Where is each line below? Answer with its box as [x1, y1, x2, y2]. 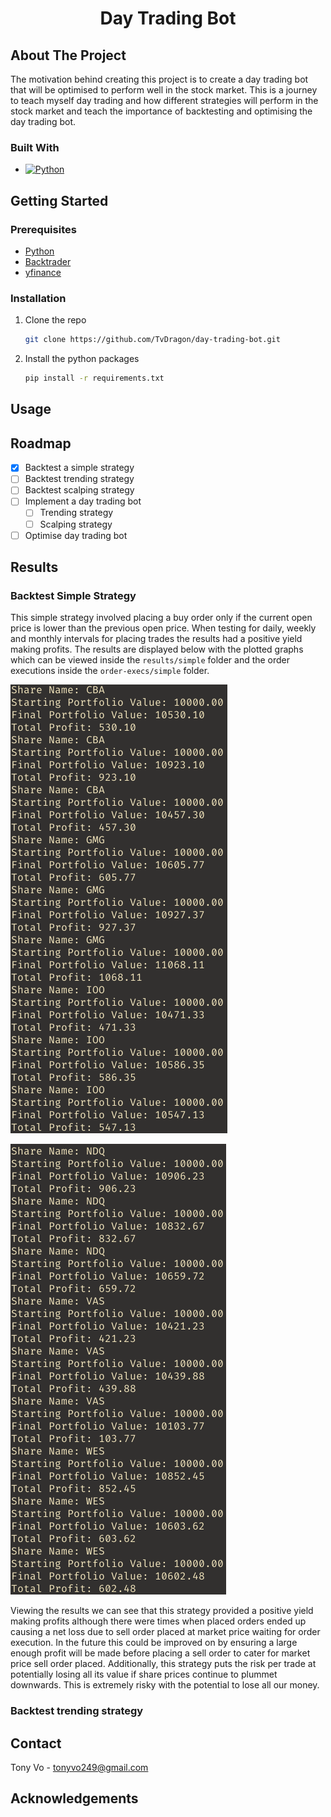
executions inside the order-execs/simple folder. [10, 665, 210, 677]
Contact [10, 1735, 62, 1752]
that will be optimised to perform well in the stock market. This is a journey [10, 84, 318, 96]
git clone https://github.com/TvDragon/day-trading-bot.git [24, 335, 281, 345]
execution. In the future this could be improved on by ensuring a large [10, 1637, 298, 1649]
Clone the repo [24, 314, 87, 326]
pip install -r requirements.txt [24, 373, 165, 384]
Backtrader [24, 255, 72, 267]
